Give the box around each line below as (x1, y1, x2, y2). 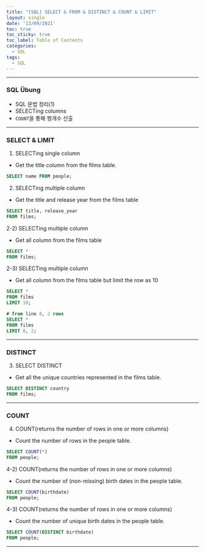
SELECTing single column (15, 150, 81, 157)
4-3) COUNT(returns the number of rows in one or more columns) (6, 505, 173, 513)
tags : (6, 54, 20, 60)
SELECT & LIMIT (6, 135, 55, 144)
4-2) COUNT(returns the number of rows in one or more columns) (6, 465, 172, 473)
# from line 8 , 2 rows (6, 311, 64, 317)
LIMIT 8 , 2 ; (6, 327, 37, 334)
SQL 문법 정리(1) (15, 100, 55, 107)
